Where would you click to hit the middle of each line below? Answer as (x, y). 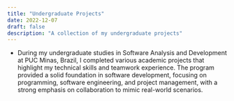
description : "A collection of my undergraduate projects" (95, 33)
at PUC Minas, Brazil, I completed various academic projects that (111, 61)
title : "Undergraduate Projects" (56, 14)
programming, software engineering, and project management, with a (117, 83)
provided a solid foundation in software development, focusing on (112, 75)
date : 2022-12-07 (32, 20)
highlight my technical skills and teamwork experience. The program (116, 68)
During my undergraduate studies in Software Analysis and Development (122, 53)
